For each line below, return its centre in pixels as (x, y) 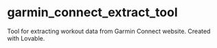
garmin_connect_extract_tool (92, 13)
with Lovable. (26, 38)
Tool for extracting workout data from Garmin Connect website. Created (109, 31)
